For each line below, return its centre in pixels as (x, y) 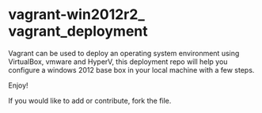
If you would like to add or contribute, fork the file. (90, 100)
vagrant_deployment (78, 31)
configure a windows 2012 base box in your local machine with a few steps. (131, 70)
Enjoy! (19, 85)
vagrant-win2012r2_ (76, 15)
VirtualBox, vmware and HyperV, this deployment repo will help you (118, 62)
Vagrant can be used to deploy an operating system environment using (124, 53)
